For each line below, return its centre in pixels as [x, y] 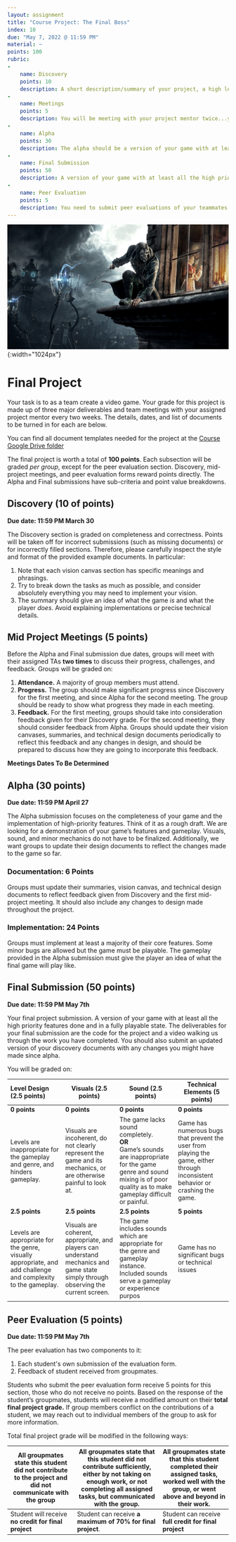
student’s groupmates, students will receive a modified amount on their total [118, 1400]
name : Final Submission [55, 163]
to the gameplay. [34, 1284]
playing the [194, 1153]
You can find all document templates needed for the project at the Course [114, 438]
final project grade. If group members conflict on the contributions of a [111, 1407]
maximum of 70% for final [116, 1522]
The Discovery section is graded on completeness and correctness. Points [115, 534]
